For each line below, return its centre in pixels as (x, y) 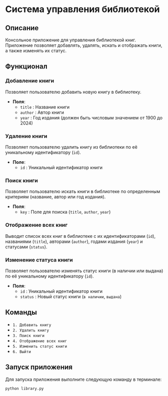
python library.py (24, 388)
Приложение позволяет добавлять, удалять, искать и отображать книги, (84, 45)
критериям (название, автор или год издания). (55, 197)
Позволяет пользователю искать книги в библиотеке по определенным (83, 191)
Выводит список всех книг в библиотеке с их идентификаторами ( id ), (80, 236)
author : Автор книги (42, 112)
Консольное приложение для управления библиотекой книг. (71, 40)
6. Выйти (22, 352)
